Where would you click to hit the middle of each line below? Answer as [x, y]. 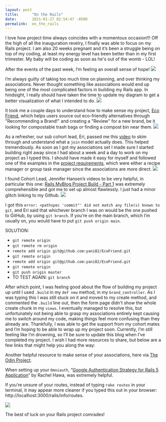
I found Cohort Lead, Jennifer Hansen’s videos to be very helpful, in [75, 179]
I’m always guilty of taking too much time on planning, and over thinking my [83, 79]
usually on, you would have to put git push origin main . [63, 221]
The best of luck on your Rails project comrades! [55, 415]
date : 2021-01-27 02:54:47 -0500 [46, 19]
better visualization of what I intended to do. [50, 101]
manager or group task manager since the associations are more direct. [79, 169]
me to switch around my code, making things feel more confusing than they [83, 319]
